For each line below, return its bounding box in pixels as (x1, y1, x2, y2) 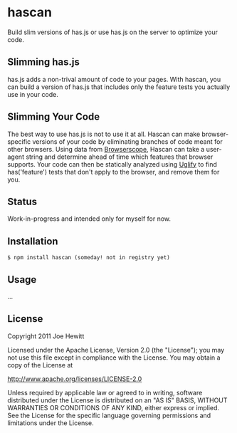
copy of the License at (7, 360, 73, 369)
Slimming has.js (7, 56, 80, 68)
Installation (7, 235, 58, 247)
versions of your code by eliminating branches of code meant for (32, 137, 223, 146)
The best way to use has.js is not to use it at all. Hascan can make (7, 130, 201, 138)
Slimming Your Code (7, 111, 100, 123)
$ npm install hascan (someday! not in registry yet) (7, 254, 171, 261)
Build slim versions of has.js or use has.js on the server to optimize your (7, 28, 218, 36)
